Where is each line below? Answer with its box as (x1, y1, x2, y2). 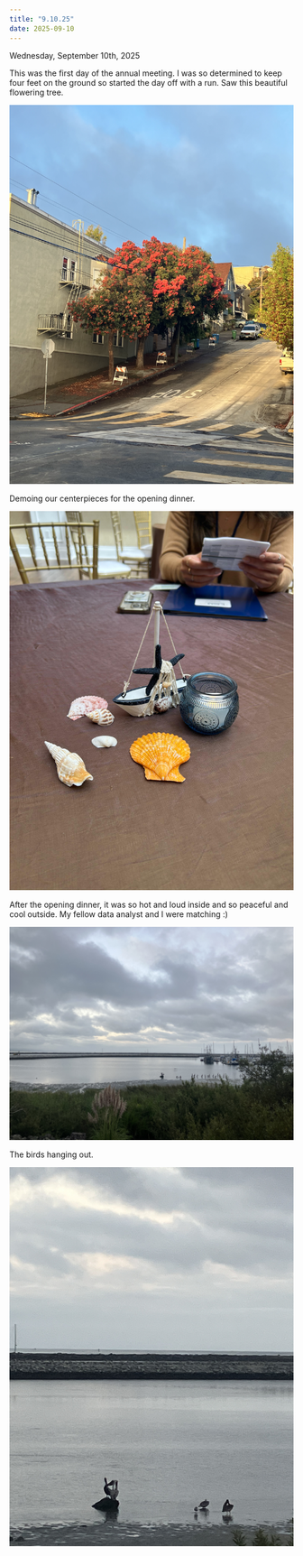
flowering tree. (9, 87, 64, 97)
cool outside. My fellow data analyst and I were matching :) (9, 908, 228, 920)
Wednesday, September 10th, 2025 (9, 50, 141, 60)
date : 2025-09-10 (9, 23, 75, 33)
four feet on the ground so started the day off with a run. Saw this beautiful (9, 77, 289, 88)
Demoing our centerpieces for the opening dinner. (9, 493, 196, 504)
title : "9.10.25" (9, 14, 75, 23)
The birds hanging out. (9, 1149, 94, 1160)
